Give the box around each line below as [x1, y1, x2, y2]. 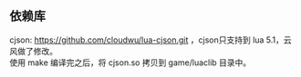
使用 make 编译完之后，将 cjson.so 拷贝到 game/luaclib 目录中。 [9, 57, 252, 68]
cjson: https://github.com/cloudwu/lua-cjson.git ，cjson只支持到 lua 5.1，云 [9, 34, 292, 45]
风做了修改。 [9, 45, 57, 56]
